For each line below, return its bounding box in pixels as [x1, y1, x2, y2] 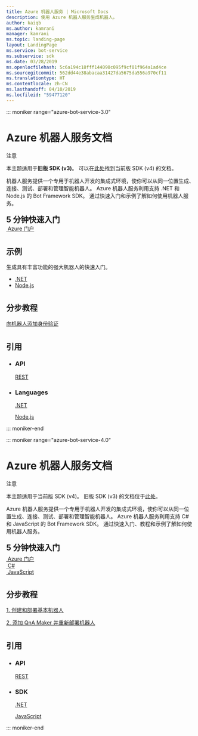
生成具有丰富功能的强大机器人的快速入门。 [6, 264, 111, 271]
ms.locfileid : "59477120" [6, 92, 70, 98]
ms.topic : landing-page [6, 36, 66, 42]
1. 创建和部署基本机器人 [6, 607, 64, 614]
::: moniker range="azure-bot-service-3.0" [6, 108, 112, 115]
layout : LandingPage [6, 42, 58, 48]
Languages [14, 388, 48, 397]
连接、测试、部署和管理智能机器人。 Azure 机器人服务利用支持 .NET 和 [6, 184, 180, 191]
